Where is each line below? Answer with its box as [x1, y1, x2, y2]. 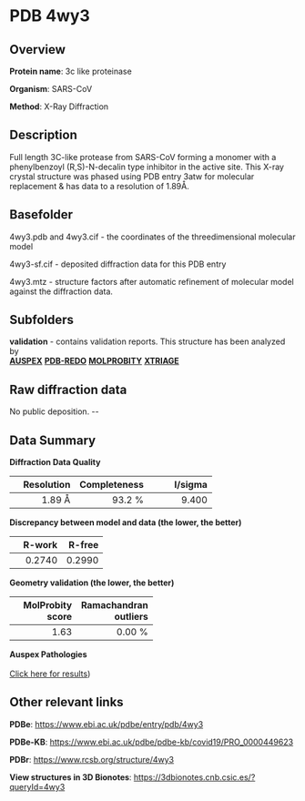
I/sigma [174, 479, 208, 492]
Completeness [78, 479, 144, 492]
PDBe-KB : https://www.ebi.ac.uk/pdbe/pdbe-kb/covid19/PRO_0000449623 [9, 736, 294, 747]
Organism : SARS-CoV [9, 84, 93, 94]
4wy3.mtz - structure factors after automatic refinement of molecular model [9, 276, 294, 287]
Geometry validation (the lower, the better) [9, 577, 175, 588]
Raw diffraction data [9, 381, 127, 397]
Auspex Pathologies [9, 649, 88, 660]
